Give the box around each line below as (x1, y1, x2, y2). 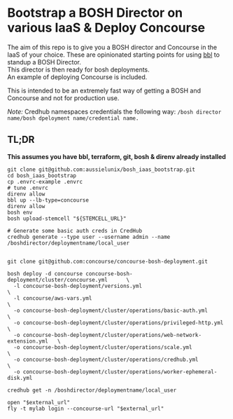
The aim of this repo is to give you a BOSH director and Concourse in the (7, 43, 218, 51)
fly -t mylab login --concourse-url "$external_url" (7, 405, 164, 412)
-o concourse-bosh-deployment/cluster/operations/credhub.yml (13, 356, 199, 363)
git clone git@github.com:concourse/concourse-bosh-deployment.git (7, 258, 209, 265)
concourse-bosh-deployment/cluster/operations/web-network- (22, 331, 202, 338)
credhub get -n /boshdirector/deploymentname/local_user (7, 387, 177, 394)
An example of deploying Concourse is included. (7, 72, 148, 81)
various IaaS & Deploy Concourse (7, 20, 206, 36)
